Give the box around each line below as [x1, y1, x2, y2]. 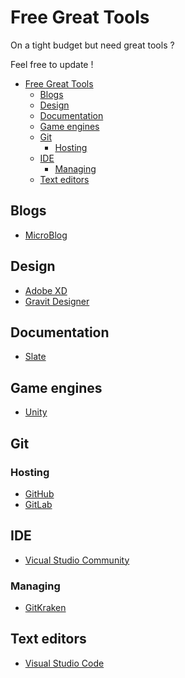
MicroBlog [24, 229, 68, 241]
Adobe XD [24, 284, 68, 296]
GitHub [24, 487, 55, 500]
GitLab [24, 498, 53, 510]
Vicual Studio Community [24, 554, 130, 566]
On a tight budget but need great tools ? [10, 39, 175, 51]
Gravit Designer [24, 295, 90, 307]
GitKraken [24, 601, 67, 613]
